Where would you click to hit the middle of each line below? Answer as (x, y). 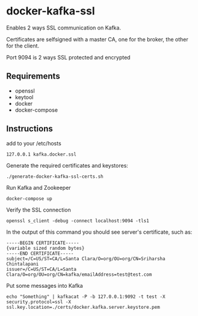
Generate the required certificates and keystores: (67, 165)
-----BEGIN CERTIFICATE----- (43, 243)
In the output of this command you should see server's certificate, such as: (99, 232)
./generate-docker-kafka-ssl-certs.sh (55, 176)
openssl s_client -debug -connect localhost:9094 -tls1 (78, 220)
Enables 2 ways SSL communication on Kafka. (64, 28)
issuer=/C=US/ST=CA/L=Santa (42, 269)
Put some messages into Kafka (45, 285)
